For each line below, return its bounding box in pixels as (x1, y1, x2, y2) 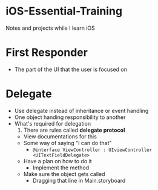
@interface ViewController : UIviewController (32, 147, 153, 153)
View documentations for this (23, 132, 97, 140)
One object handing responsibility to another (14, 114, 126, 121)
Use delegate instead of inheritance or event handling (14, 107, 149, 114)
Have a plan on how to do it (23, 157, 92, 165)
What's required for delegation (14, 120, 91, 127)
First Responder (5, 46, 88, 59)
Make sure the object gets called (23, 170, 105, 177)
